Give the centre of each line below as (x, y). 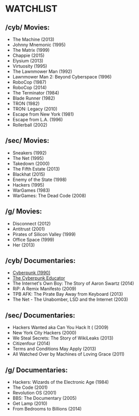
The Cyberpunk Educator (39, 278)
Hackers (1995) (28, 185)
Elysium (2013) (28, 61)
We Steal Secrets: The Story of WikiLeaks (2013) (63, 338)
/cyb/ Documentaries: (41, 261)
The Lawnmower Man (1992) (42, 71)
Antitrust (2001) (29, 229)
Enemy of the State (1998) (40, 180)
